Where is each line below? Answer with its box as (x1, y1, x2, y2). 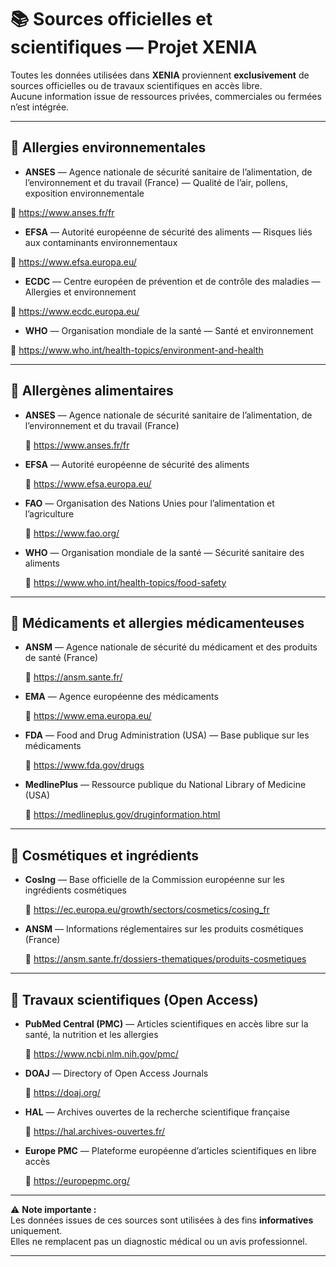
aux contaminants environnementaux (24, 236, 178, 248)
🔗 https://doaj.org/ (24, 1087, 101, 1098)
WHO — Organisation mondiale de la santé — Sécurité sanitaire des (24, 546, 305, 558)
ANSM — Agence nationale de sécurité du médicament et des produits (24, 641, 318, 653)
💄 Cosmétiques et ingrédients (10, 847, 200, 864)
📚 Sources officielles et (10, 8, 213, 31)
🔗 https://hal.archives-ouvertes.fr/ (24, 1126, 166, 1137)
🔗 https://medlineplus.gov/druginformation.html (24, 809, 221, 821)
